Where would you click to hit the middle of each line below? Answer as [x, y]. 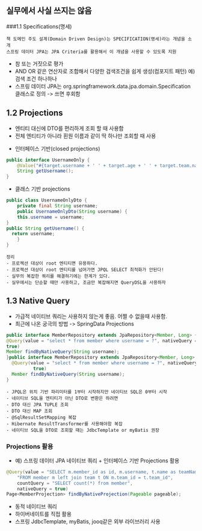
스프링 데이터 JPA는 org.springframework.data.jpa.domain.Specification [103, 86]
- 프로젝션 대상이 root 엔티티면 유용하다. [52, 263]
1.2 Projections [35, 113]
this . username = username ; [51, 217]
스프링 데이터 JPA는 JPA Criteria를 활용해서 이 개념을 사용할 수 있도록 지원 [91, 52]
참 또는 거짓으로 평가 [39, 63]
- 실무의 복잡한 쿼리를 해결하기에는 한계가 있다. [58, 276]
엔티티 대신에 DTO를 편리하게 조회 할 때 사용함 [69, 128]
